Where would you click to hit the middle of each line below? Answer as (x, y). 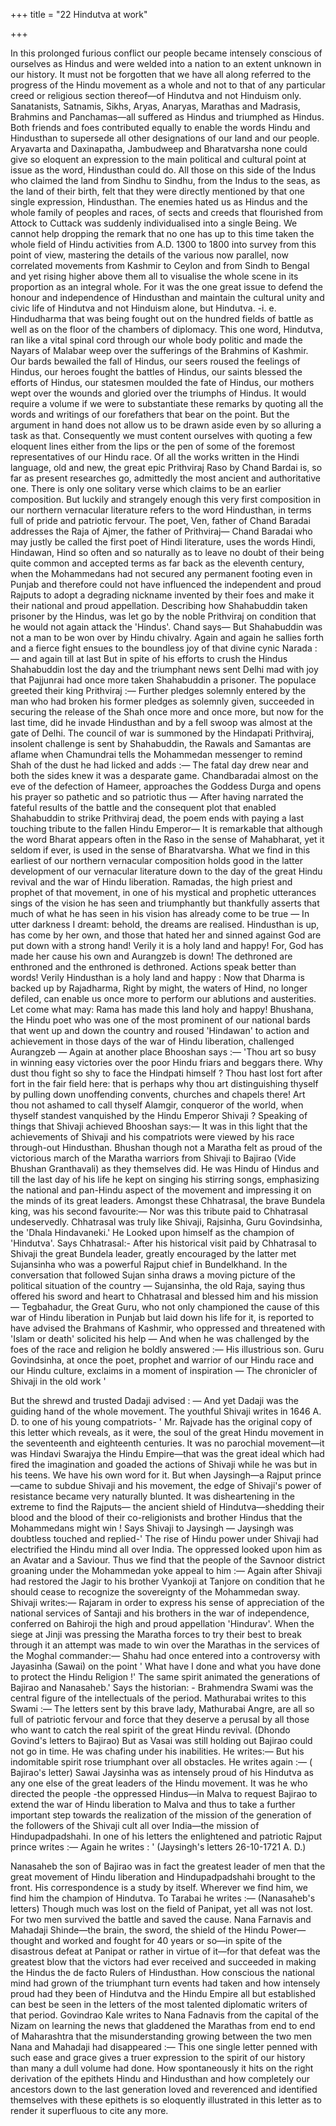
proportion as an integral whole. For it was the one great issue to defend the (166, 287)
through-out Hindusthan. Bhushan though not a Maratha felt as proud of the (166, 1147)
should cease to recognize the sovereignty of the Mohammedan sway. (155, 1592)
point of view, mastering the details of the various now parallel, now (149, 255)
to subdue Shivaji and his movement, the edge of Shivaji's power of (183, 1485)
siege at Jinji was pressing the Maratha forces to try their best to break (156, 1634)
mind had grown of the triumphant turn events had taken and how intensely (165, 1983)
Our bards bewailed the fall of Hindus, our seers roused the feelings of (155, 361)
